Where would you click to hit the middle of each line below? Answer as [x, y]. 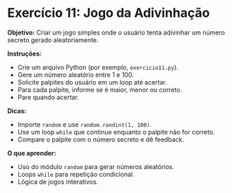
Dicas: [17, 111]
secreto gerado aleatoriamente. [53, 39]
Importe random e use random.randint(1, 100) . [85, 124]
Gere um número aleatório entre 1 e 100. [75, 75]
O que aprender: [32, 153]
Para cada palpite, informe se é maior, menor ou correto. [99, 89]
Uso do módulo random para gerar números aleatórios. [96, 166]
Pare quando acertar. [48, 97]
